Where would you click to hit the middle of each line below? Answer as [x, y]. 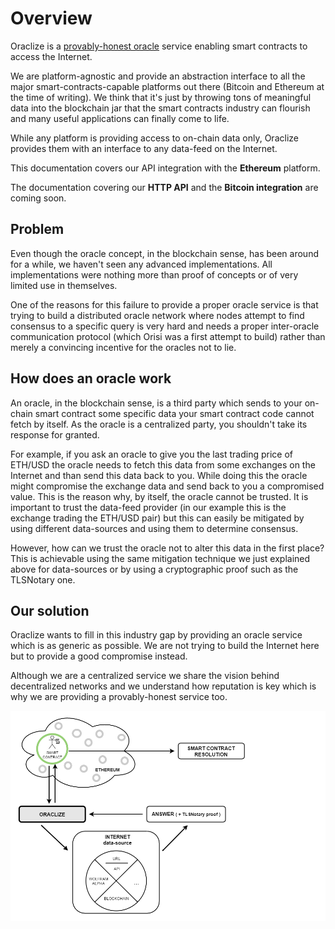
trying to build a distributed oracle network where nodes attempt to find [157, 315]
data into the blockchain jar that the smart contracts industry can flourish [160, 108]
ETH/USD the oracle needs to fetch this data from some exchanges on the [163, 464]
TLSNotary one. [43, 579]
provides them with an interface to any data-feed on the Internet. [144, 148]
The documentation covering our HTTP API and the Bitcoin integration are [164, 187]
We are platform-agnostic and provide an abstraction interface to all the [158, 76]
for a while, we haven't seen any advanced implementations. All [141, 264]
